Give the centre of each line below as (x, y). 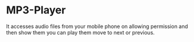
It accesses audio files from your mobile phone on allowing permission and (97, 26)
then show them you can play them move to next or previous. (80, 32)
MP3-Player (36, 10)
